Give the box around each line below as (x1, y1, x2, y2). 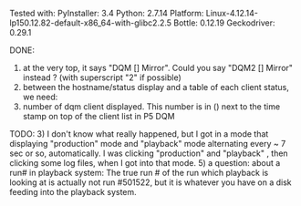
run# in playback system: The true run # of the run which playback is (9, 168, 269, 178)
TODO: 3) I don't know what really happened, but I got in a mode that (9, 129, 269, 139)
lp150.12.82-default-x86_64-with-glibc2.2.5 (9, 17, 171, 28)
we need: (22, 91, 58, 102)
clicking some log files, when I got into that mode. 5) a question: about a (9, 158, 281, 168)
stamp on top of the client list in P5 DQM (22, 111, 175, 121)
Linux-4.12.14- (205, 8, 258, 18)
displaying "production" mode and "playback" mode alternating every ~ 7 (9, 139, 286, 149)
